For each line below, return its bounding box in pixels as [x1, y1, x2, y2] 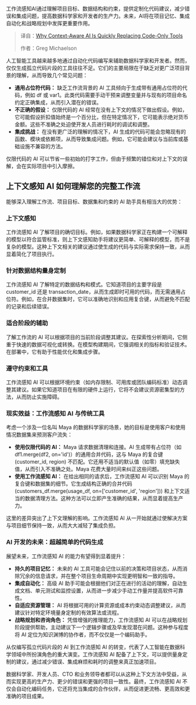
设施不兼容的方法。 [19, 143, 66, 149]
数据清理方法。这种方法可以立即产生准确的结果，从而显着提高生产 [24, 495, 184, 502]
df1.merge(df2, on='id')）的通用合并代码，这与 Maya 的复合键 [14, 451, 163, 458]
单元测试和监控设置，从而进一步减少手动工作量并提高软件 [34, 587, 173, 594]
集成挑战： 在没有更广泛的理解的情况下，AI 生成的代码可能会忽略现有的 [14, 128, 187, 135]
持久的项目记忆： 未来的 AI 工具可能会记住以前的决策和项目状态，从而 [14, 565, 183, 572]
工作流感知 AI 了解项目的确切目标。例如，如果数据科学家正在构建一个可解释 [6, 229, 188, 236]
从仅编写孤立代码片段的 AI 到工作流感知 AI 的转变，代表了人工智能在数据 [6, 643, 180, 650]
